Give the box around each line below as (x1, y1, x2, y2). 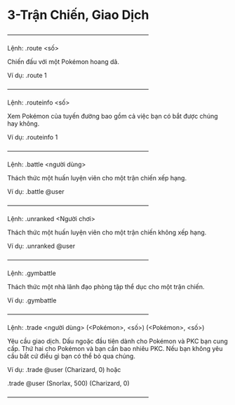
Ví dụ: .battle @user (7, 187, 65, 196)
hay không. (7, 119, 40, 128)
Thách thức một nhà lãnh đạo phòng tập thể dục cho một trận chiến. (7, 282, 205, 291)
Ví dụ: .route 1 (7, 71, 47, 79)
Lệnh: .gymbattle (7, 269, 56, 277)
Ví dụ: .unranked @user (7, 241, 76, 250)
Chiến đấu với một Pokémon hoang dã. (7, 57, 119, 66)
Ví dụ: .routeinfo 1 (7, 133, 58, 141)
